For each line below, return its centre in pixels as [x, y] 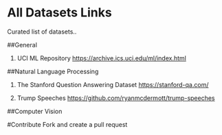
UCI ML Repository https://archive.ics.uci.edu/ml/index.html [102, 58]
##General [22, 45]
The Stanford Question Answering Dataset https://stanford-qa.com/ [113, 84]
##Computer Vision [35, 111]
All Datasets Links [59, 13]
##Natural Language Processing [53, 71]
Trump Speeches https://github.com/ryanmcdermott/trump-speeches [116, 98]
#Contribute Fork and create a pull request [67, 124]
